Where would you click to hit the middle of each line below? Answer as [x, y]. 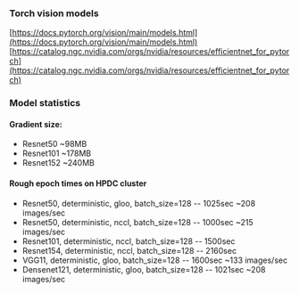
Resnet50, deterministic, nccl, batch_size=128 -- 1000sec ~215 [138, 222]
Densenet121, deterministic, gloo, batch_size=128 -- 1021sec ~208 [144, 269]
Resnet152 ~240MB [58, 163]
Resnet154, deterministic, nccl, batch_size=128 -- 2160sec [129, 250]
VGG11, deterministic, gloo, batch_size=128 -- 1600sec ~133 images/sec [155, 260]
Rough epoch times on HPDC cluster [78, 183]
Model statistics [45, 103]
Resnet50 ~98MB [54, 144]
